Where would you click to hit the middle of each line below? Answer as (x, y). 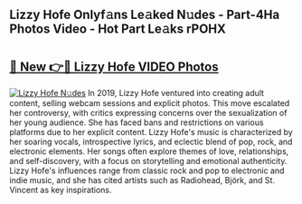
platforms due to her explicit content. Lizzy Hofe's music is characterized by (151, 132)
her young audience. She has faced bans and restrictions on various (137, 122)
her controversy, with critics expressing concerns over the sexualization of (148, 113)
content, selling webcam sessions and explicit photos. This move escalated (150, 103)
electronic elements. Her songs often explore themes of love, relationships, (149, 151)
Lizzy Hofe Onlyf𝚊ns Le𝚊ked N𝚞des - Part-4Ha (145, 15)
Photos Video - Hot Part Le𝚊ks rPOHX (118, 29)
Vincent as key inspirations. (61, 190)
